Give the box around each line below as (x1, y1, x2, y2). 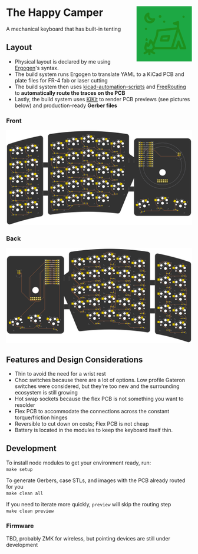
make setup (6, 466, 33, 472)
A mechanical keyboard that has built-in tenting (6, 25, 121, 32)
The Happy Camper (6, 6, 104, 19)
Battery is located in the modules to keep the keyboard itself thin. (14, 426, 173, 433)
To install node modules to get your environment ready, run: (6, 459, 151, 466)
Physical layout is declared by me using (14, 58, 111, 65)
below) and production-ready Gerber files (14, 102, 118, 109)
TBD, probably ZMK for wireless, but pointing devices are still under (6, 535, 171, 542)
